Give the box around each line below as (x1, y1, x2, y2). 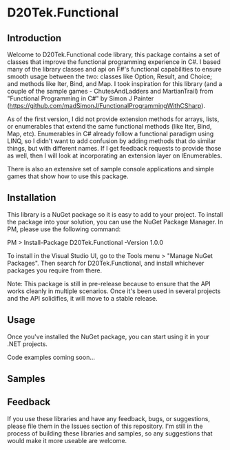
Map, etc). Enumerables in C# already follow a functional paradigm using (7, 129, 214, 138)
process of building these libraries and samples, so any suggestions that (7, 429, 213, 438)
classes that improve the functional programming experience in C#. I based (7, 58, 221, 66)
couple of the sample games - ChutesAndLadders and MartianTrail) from (7, 87, 213, 95)
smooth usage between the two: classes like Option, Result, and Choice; (7, 72, 212, 81)
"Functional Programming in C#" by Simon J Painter (7, 94, 154, 103)
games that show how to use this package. (7, 172, 129, 180)
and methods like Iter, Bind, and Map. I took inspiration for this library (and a (7, 80, 222, 87)
